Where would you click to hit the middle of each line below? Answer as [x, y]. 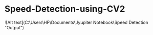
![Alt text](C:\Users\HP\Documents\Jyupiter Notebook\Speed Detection [76, 22]
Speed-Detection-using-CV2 [65, 9]
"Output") [14, 27]
